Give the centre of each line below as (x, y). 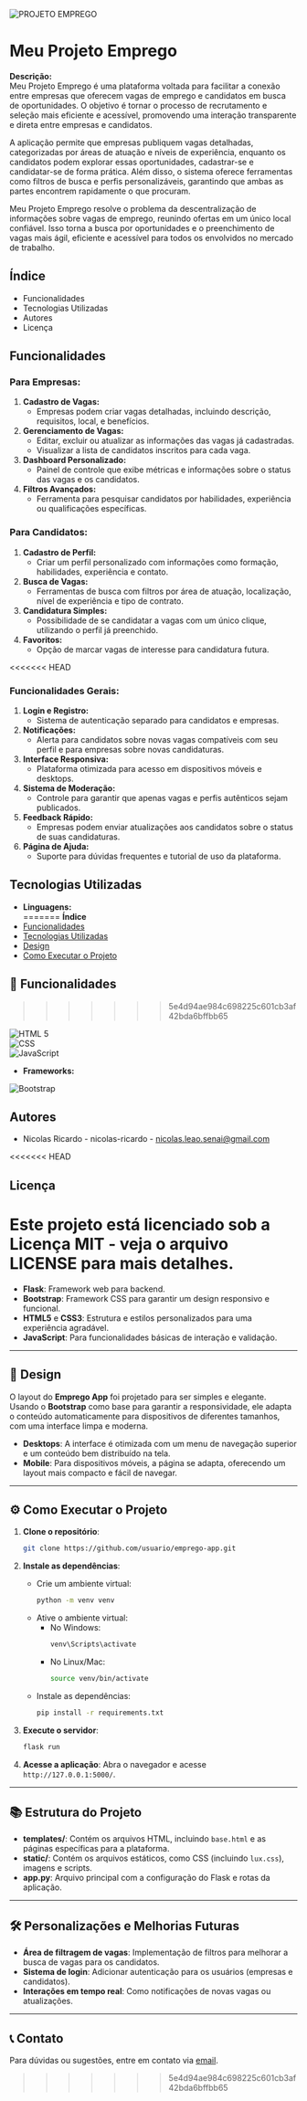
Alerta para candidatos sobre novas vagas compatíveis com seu (157, 740)
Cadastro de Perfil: (59, 552)
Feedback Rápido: (58, 818)
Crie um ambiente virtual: (84, 1584)
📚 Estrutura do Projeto (76, 1813)
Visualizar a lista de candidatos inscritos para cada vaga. (143, 450)
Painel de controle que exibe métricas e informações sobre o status (164, 470)
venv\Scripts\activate (93, 1644)
